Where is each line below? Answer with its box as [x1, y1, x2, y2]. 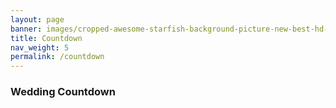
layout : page [10, 14, 65, 25]
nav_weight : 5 [10, 42, 70, 53]
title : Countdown [10, 33, 83, 43]
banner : [10, 24, 43, 34]
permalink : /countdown [10, 52, 105, 62]
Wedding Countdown [10, 85, 116, 99]
